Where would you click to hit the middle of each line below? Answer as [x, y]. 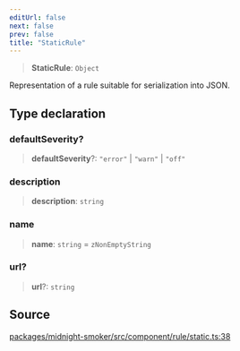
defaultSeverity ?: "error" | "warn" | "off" [108, 158]
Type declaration [57, 113]
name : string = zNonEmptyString [91, 244]
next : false [31, 26]
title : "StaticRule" [48, 43]
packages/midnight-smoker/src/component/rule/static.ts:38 [120, 336]
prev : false [31, 34]
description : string [68, 201]
